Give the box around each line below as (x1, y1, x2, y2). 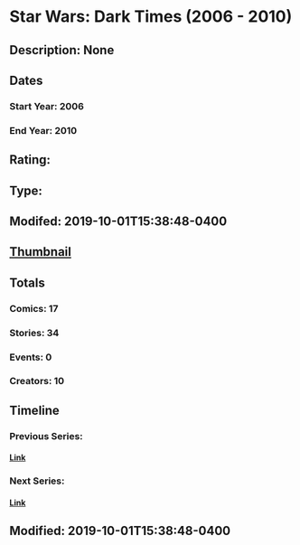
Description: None (9, 42, 115, 58)
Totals (9, 275, 45, 290)
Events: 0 (9, 351, 52, 363)
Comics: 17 (9, 302, 59, 315)
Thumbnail (9, 244, 72, 259)
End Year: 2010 (9, 124, 78, 136)
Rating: (9, 152, 52, 168)
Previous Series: (9, 429, 83, 442)
